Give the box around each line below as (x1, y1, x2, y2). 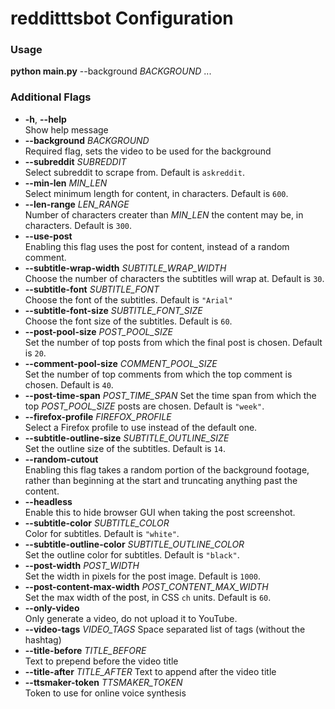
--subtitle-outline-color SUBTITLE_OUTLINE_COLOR (24, 538, 245, 550)
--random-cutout (24, 453, 99, 465)
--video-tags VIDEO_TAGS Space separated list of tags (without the (24, 623, 306, 635)
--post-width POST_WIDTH (24, 559, 140, 571)
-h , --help (24, 113, 67, 125)
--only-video (24, 602, 80, 614)
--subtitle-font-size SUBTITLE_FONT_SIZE (24, 304, 203, 316)
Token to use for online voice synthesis (24, 687, 187, 699)
